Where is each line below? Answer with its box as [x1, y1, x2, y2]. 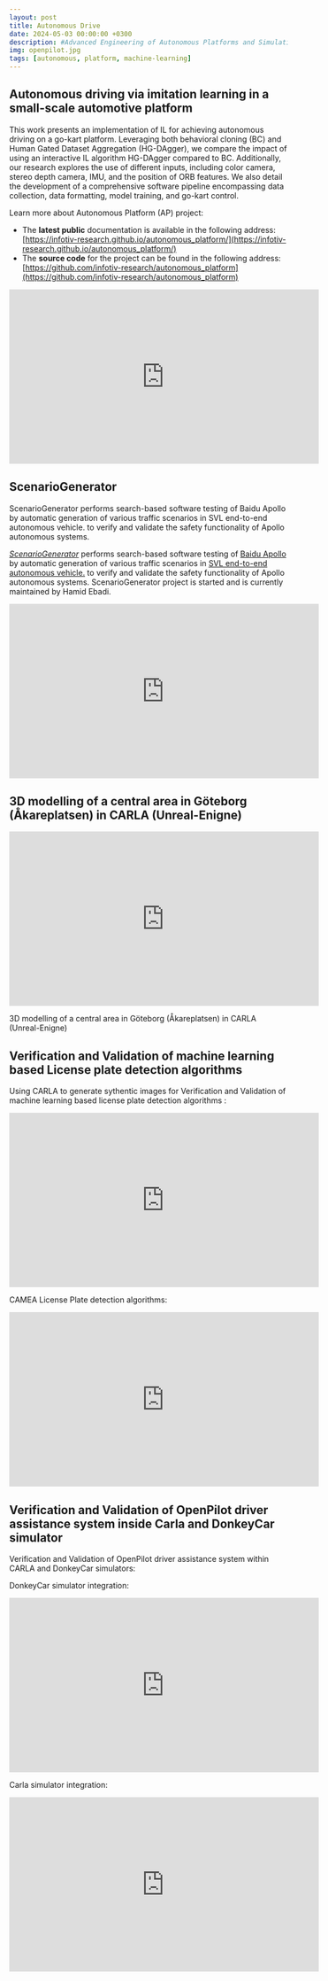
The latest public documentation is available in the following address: [21, 224, 276, 235]
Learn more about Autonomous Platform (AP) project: [9, 207, 204, 218]
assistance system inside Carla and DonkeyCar [9, 1516, 276, 1531]
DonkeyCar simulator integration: [9, 1581, 130, 1591]
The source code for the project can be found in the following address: [21, 252, 281, 263]
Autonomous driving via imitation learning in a [9, 87, 270, 102]
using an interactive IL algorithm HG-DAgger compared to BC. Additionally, [9, 152, 281, 163]
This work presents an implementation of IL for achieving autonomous [9, 124, 264, 135]
